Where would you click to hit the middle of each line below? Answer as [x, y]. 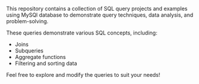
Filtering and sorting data [46, 63]
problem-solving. [28, 21]
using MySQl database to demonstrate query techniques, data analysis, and [100, 15]
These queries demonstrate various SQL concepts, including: [82, 33]
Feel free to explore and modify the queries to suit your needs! [83, 75]
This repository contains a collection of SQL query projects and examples [97, 9]
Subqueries [29, 51]
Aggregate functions [40, 57]
